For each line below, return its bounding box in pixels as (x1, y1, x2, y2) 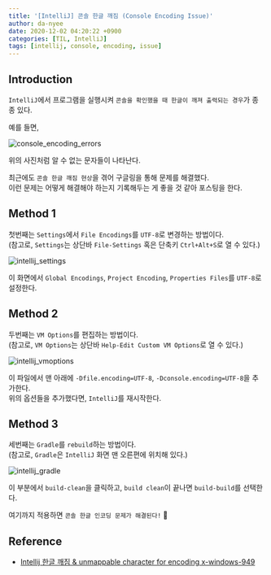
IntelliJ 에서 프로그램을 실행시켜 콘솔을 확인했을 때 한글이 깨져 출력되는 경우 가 (8, 94, 251, 104)
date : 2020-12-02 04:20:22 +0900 (8, 27, 122, 35)
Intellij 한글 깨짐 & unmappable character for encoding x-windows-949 (20, 557, 256, 567)
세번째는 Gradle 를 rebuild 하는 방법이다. (8, 440, 137, 450)
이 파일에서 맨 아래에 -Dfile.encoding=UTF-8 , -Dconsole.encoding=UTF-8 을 (8, 372, 251, 382)
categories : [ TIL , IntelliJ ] (8, 34, 107, 43)
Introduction (8, 72, 73, 86)
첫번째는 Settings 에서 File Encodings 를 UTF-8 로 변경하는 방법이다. (8, 229, 225, 239)
